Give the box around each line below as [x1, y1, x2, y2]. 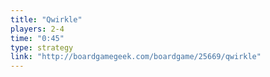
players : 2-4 [10, 24, 65, 34]
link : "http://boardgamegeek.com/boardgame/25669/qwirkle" [10, 52, 262, 62]
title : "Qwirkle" [10, 14, 83, 25]
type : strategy [10, 42, 74, 53]
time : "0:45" [10, 33, 65, 43]
